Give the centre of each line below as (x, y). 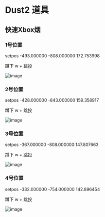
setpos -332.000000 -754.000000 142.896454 (52, 189)
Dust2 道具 (27, 10)
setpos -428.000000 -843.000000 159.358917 (52, 100)
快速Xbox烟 (23, 30)
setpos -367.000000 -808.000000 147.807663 (52, 145)
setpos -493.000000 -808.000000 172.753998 (52, 56)
